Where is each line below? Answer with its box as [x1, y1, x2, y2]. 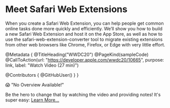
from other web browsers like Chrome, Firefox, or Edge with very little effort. [5, 41, 165, 47]
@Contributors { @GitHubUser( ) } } [5, 72, 79, 78]
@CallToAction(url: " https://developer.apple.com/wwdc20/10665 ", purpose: [5, 57, 164, 63]
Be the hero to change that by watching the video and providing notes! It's [5, 91, 161, 97]
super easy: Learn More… [5, 97, 60, 103]
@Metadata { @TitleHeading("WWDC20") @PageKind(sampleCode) [5, 51, 149, 58]
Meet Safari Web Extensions [5, 4, 128, 15]
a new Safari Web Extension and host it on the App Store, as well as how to [5, 31, 163, 37]
